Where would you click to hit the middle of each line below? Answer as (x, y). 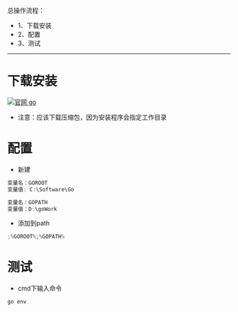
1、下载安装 (34, 26)
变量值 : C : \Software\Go (41, 189)
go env (17, 302)
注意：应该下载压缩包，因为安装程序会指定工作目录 (92, 117)
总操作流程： (26, 10)
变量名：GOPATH (28, 202)
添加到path (34, 223)
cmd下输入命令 (40, 289)
